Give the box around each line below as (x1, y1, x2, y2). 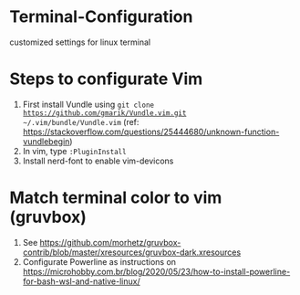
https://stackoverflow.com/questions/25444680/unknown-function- (22, 126, 280, 137)
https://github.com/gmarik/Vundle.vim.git (22, 108, 187, 118)
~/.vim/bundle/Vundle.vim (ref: (22, 116, 140, 127)
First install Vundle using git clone (22, 99, 155, 110)
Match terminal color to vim (9, 187, 222, 208)
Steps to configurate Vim (9, 68, 203, 90)
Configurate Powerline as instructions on (22, 256, 176, 267)
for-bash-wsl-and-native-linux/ (22, 276, 140, 287)
